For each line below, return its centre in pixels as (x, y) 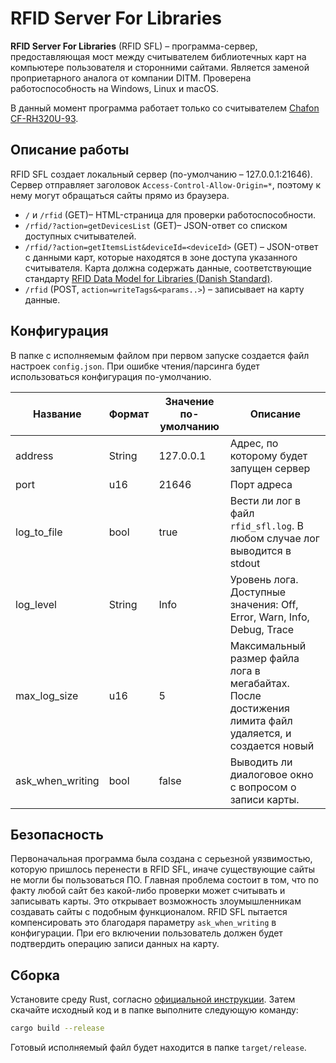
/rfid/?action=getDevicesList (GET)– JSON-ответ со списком (156, 225)
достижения (259, 708)
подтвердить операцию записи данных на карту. (115, 944)
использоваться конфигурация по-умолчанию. (111, 376)
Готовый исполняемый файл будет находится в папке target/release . (158, 1048)
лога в (245, 670)
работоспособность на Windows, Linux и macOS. (114, 88)
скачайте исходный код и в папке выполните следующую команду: (154, 1010)
